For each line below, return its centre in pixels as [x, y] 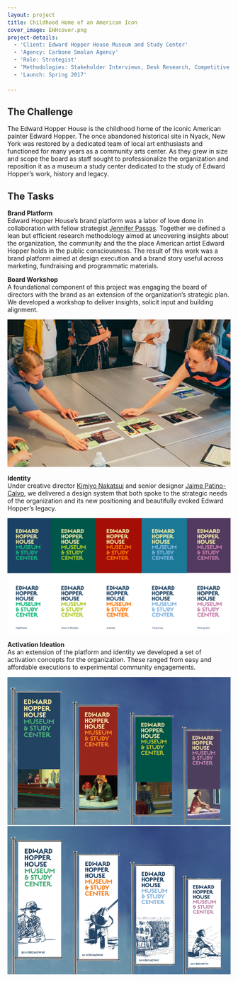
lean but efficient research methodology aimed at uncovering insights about [118, 236]
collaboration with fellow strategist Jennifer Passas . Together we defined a [116, 228]
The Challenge [40, 112]
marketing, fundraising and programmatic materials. [83, 266]
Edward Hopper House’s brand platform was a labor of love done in [106, 221]
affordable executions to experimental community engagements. [102, 667]
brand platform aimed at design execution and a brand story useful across [115, 258]
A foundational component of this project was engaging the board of [107, 287]
